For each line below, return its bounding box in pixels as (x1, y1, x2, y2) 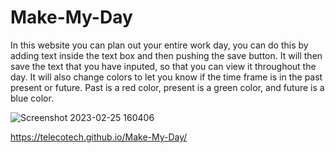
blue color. (10, 92, 54, 104)
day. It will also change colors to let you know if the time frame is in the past (10, 71, 323, 83)
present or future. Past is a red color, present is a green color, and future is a (10, 81, 325, 93)
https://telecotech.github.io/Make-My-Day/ (10, 131, 188, 143)
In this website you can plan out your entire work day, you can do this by (10, 39, 309, 51)
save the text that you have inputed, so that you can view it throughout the (10, 60, 317, 72)
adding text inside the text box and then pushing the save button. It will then (10, 49, 323, 61)
